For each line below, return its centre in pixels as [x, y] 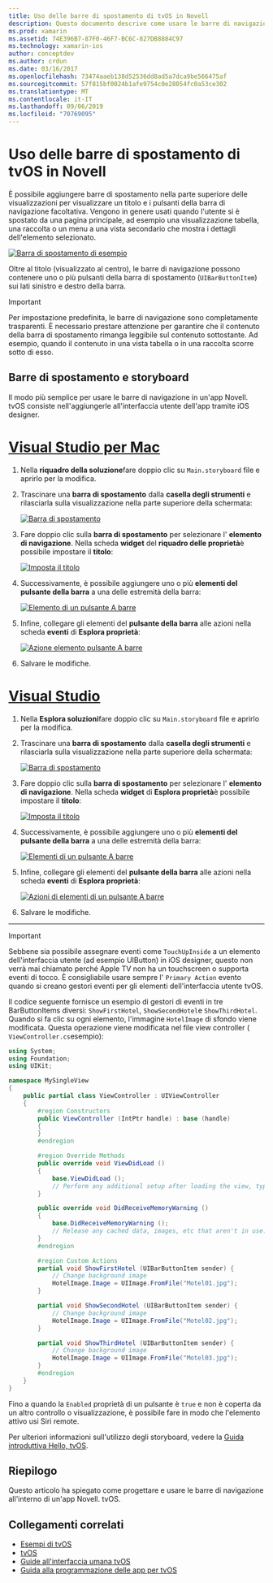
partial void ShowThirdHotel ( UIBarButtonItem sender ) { [136, 1343]
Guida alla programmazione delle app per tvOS [98, 1570]
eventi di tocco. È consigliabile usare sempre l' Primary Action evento [125, 977]
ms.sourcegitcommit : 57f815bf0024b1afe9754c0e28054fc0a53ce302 [118, 84]
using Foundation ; [39, 1058]
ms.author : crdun [38, 62]
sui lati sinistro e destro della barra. [67, 286]
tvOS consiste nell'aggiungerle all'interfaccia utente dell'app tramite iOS [129, 406]
